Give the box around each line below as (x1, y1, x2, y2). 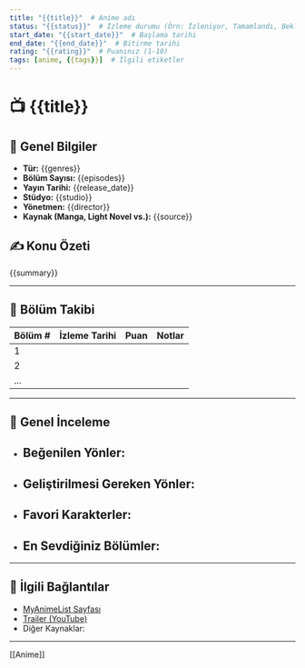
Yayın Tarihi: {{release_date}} (22, 183, 134, 193)
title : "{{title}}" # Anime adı (9, 13, 136, 23)
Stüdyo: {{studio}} (22, 192, 93, 203)
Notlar (156, 329, 184, 342)
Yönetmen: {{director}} (22, 202, 111, 212)
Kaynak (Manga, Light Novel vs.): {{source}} (22, 211, 193, 222)
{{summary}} (9, 267, 59, 278)
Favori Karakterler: (22, 507, 132, 523)
